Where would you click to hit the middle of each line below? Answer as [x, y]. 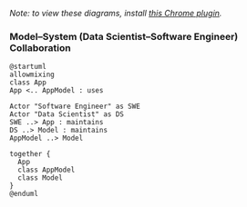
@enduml [24, 194]
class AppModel [46, 170]
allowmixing [32, 75]
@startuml [28, 67]
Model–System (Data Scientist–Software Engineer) [124, 36]
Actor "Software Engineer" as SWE [75, 107]
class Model [41, 178]
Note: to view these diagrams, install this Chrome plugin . [116, 13]
